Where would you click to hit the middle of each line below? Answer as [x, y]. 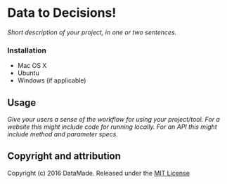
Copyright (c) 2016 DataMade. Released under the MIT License [98, 173]
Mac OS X [32, 66]
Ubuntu [28, 73]
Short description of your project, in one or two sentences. [92, 32]
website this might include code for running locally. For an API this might [112, 127]
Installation [27, 50]
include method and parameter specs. [63, 134]
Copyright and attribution [64, 156]
